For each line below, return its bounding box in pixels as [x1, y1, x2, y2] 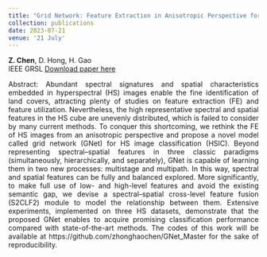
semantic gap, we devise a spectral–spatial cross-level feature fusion [8, 189, 259, 199]
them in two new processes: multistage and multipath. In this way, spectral [8, 164, 259, 173]
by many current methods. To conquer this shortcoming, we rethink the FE [8, 122, 259, 131]
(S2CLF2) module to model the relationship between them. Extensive [8, 198, 259, 208]
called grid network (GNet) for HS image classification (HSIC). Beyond [8, 138, 259, 148]
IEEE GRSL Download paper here [8, 64, 116, 74]
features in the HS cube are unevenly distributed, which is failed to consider [8, 113, 259, 123]
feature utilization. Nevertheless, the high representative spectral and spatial [8, 105, 259, 115]
